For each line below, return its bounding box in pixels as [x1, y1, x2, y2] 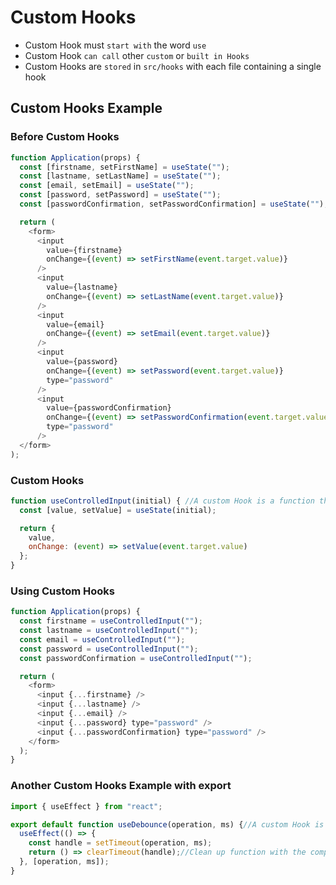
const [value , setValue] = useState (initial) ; [19, 505, 217, 515]
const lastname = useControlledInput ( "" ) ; [19, 626, 199, 636]
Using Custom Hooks [10, 584, 116, 598]
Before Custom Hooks [10, 130, 120, 144]
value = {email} [46, 319, 105, 330]
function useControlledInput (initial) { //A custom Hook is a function [10, 496, 315, 506]
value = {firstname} [46, 245, 123, 255]
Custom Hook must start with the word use [24, 39, 207, 51]
